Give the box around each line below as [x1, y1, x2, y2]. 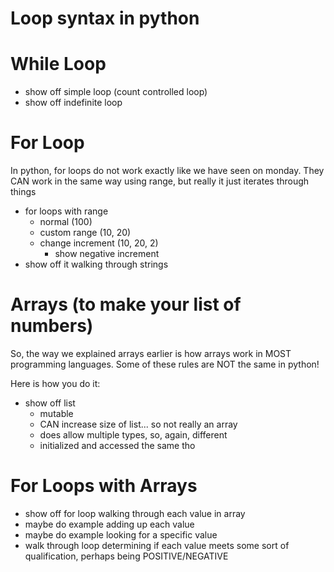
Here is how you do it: [10, 378, 101, 389]
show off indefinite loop [24, 97, 123, 109]
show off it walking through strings [24, 258, 169, 271]
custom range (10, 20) [39, 227, 132, 239]
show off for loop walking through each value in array [24, 507, 246, 519]
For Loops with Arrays [10, 475, 198, 497]
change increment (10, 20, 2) [39, 237, 159, 249]
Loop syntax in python [10, 7, 200, 30]
